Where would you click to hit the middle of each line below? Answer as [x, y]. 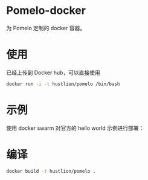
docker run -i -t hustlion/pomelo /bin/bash [63, 84]
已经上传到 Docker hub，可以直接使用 [53, 72]
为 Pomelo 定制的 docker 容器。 [46, 28]
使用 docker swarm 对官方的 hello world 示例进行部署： [75, 128]
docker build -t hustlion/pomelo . [51, 171]
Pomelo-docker [46, 11]
